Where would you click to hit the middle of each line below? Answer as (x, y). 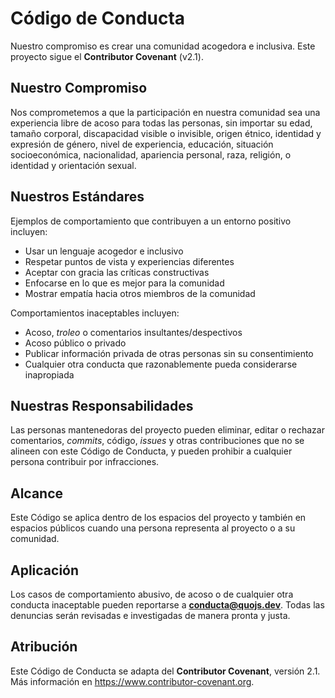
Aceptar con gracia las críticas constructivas (117, 272)
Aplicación (45, 570)
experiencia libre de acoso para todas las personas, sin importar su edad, (161, 123)
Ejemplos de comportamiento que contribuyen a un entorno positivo (151, 221)
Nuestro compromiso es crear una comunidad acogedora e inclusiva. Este (163, 46)
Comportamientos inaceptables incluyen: (95, 313)
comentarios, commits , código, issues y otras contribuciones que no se (157, 441)
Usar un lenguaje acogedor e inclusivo (104, 251)
